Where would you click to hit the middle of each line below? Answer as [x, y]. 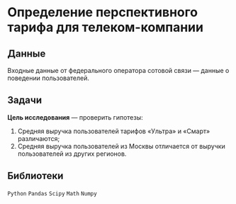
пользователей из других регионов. [72, 154]
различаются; [39, 138]
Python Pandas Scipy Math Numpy [52, 193]
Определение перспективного [103, 12]
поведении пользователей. [49, 78]
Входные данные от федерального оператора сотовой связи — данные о [118, 70]
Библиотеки [35, 176]
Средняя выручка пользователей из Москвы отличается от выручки [121, 146]
